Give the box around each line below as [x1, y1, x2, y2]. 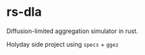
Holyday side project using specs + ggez [6, 40, 119, 48]
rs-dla [6, 4, 42, 20]
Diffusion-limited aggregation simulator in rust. [6, 27, 139, 35]
